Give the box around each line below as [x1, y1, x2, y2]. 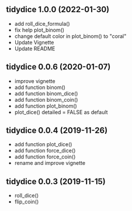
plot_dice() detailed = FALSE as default [14, 108, 108, 116]
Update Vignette [14, 39, 54, 46]
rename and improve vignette [14, 160, 86, 167]
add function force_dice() [14, 147, 76, 154]
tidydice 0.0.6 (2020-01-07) [6, 62, 111, 72]
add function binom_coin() [14, 96, 78, 103]
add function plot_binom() [14, 102, 77, 109]
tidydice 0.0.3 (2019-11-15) [6, 177, 106, 186]
